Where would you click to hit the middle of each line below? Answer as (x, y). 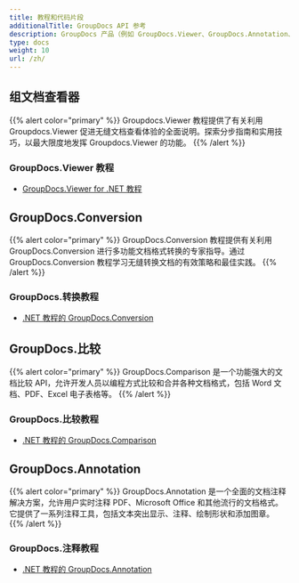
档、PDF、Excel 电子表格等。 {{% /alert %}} (90, 394)
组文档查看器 (44, 97)
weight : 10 (29, 51)
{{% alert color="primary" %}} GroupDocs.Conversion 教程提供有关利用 (141, 239)
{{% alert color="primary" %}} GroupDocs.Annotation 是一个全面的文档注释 (148, 491)
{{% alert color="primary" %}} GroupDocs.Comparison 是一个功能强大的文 (146, 372)
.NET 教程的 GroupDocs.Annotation (87, 570)
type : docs (29, 42)
